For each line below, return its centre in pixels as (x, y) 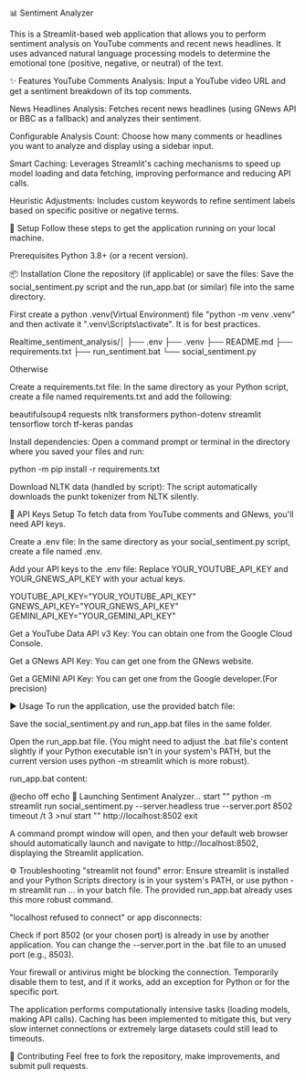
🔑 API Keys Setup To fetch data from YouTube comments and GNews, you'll (152, 514)
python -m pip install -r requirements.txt (85, 469)
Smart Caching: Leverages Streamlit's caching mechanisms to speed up (145, 164)
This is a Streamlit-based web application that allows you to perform (138, 34)
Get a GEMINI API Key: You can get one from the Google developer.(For (144, 678)
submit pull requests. (49, 1066)
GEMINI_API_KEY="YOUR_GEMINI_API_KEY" (93, 616)
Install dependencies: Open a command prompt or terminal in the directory (150, 442)
